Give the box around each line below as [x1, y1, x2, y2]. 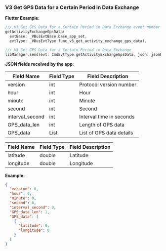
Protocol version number [79, 81, 137, 88]
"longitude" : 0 [18, 228, 50, 233]
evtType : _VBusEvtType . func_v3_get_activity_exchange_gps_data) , [9, 39, 147, 43]
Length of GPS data [79, 121, 124, 128]
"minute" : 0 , [9, 196, 37, 201]
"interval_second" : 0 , [9, 205, 56, 210]
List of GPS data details [79, 129, 133, 136]
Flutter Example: [5, 15, 40, 21]
